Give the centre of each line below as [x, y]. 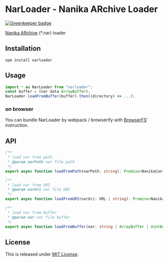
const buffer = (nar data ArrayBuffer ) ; [48, 92]
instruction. [17, 125]
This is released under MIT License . [42, 254]
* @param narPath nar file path [41, 162]
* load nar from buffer [32, 212]
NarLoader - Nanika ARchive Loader [82, 9]
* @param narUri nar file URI [39, 190]
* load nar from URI [29, 185]
